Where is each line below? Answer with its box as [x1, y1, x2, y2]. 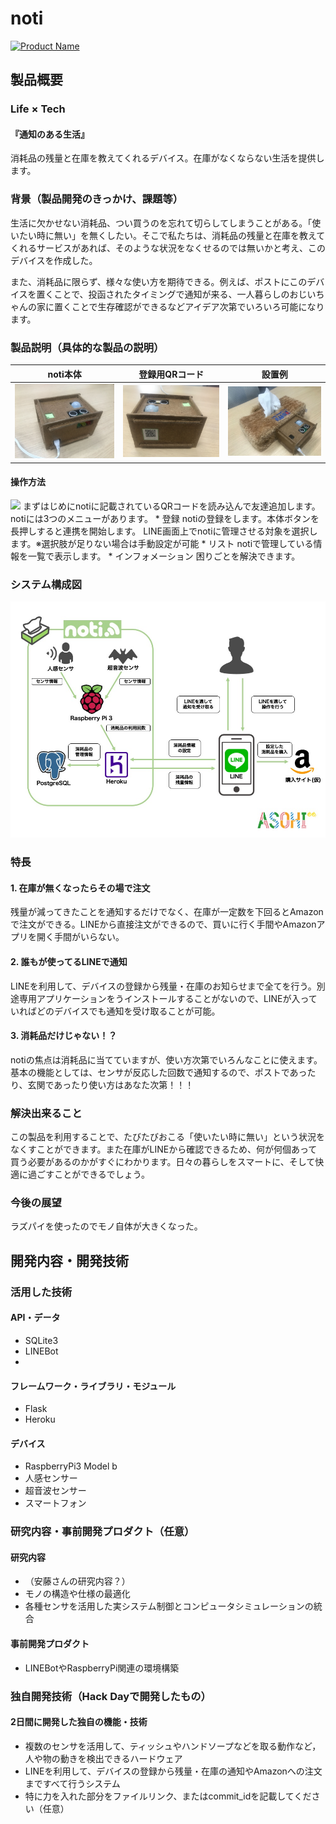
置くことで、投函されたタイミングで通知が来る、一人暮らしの [36, 288, 290, 300]
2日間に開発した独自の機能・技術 [10, 1716, 148, 1728]
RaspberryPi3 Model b [24, 1460, 118, 1472]
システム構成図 [10, 577, 83, 591]
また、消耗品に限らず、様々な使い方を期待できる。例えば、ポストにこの [10, 275, 308, 287]
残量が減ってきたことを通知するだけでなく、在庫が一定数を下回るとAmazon [10, 906, 324, 918]
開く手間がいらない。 [36, 931, 125, 943]
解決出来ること [10, 1106, 83, 1120]
